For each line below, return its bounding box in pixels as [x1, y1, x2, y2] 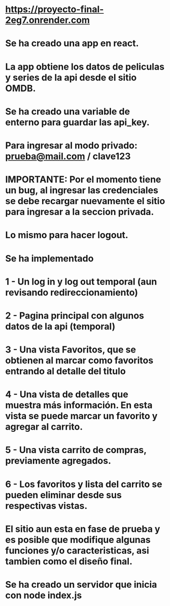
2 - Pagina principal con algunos [5, 310, 145, 321]
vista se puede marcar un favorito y [5, 410, 158, 422]
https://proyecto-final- [5, 4, 104, 15]
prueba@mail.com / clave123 [5, 150, 131, 162]
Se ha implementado [5, 252, 94, 264]
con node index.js [5, 590, 82, 601]
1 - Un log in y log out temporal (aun [5, 276, 157, 288]
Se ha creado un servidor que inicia [5, 579, 157, 590]
